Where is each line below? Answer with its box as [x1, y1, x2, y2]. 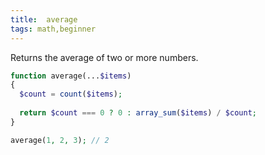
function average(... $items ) [10, 71, 132, 81]
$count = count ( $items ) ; [19, 89, 123, 100]
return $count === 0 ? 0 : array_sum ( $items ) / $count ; [19, 108, 257, 118]
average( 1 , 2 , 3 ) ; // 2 [10, 135, 110, 145]
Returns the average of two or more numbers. [10, 51, 199, 63]
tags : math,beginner [10, 24, 97, 34]
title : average [10, 14, 78, 25]
